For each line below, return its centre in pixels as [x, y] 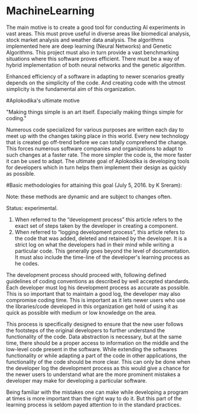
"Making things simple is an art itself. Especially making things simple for [95, 112]
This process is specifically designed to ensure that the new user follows [95, 324]
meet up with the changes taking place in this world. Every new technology [98, 136]
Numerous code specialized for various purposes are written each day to [95, 130]
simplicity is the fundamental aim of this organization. [71, 89]
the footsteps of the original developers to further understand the [86, 330]
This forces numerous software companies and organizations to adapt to [95, 148]
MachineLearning [50, 11]
